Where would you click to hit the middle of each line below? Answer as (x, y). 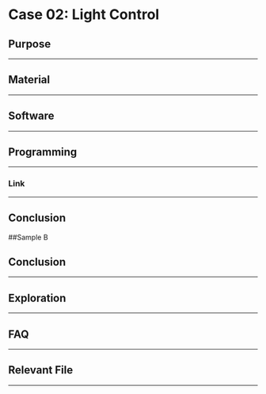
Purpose (30, 44)
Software (31, 116)
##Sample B (28, 237)
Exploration (37, 298)
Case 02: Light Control (84, 15)
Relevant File (41, 370)
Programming (43, 152)
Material (29, 80)
